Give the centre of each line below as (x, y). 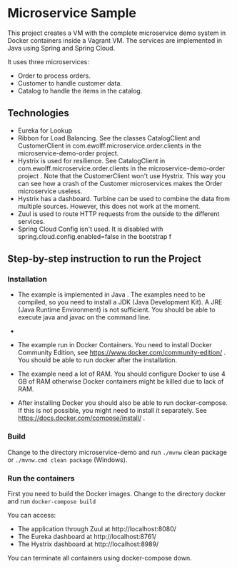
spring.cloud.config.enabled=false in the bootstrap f (95, 236)
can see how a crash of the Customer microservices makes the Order (120, 183)
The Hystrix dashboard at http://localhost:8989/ (88, 544)
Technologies (39, 113)
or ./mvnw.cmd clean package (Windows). (67, 460)
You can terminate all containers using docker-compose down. (100, 558)
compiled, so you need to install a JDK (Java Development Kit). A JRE (120, 302)
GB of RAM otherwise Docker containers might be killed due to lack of (121, 381)
